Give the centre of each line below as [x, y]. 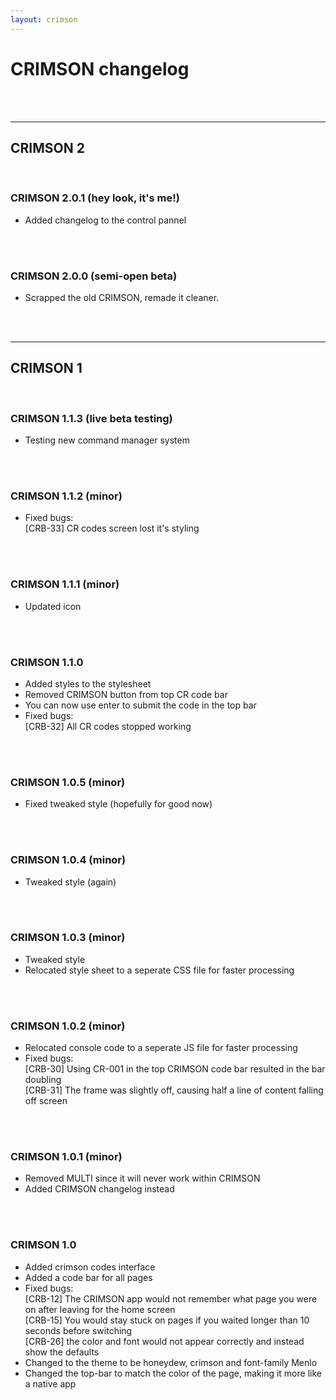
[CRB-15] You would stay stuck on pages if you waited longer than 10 [167, 1320]
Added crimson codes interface [90, 1267]
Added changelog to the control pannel [105, 220]
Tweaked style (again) [70, 882]
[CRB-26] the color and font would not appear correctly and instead [164, 1341]
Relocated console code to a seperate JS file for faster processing [161, 1048]
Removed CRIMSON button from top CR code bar [126, 694]
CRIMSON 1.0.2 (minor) [68, 1026]
